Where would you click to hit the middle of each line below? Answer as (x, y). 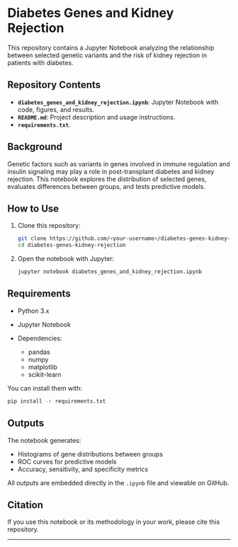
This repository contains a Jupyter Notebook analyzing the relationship (111, 47)
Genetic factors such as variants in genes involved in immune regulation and (119, 163)
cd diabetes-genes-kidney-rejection (72, 246)
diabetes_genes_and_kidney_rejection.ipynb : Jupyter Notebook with (118, 102)
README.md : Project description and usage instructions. (96, 117)
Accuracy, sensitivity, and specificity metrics (83, 469)
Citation (25, 505)
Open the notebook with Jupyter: (66, 259)
